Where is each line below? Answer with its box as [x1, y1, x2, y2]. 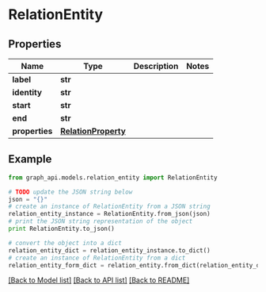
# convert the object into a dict [8, 239, 123, 247]
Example [8, 152, 52, 166]
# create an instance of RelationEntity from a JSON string [8, 202, 211, 211]
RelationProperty [60, 125, 127, 136]
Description [133, 61, 179, 71]
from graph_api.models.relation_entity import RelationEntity [8, 173, 218, 182]
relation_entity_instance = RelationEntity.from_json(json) [8, 210, 211, 218]
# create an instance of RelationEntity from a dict [8, 254, 186, 262]
